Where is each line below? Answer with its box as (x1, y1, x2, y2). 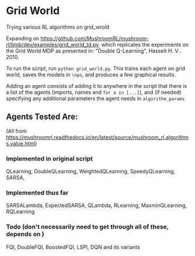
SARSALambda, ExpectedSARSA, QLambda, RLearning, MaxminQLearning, (6, 202, 187, 209)
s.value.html (6, 139, 36, 147)
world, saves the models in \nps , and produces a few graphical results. (6, 71, 176, 78)
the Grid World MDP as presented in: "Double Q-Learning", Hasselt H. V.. (6, 47, 181, 54)
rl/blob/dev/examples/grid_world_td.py (6, 41, 99, 48)
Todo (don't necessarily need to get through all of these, (6, 223, 169, 231)
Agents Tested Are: (6, 112, 78, 122)
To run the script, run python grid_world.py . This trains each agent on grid (6, 64, 186, 71)
